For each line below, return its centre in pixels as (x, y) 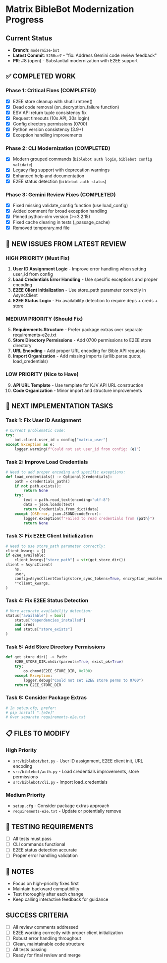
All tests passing (29, 950)
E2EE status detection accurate (45, 850)
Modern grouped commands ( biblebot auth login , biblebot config (83, 159)
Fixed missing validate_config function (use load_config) (70, 205)
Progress (25, 20)
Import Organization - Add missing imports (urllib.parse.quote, (77, 356)
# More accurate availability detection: (49, 611)
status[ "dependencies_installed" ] (50, 620)
